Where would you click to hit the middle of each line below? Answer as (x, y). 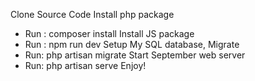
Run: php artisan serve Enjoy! (85, 65)
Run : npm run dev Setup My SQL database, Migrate (132, 44)
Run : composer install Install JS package (109, 33)
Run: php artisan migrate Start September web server (135, 55)
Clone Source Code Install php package (92, 14)
